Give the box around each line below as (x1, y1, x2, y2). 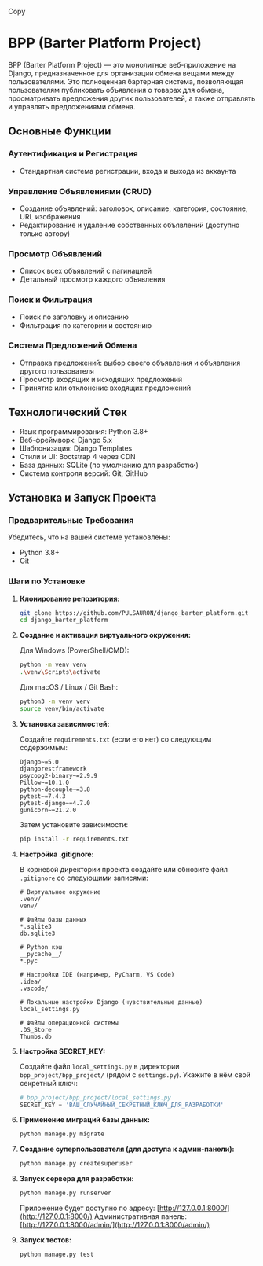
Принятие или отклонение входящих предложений (19, 383, 192, 392)
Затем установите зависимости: (19, 819, 129, 829)
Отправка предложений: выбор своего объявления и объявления (19, 358, 241, 367)
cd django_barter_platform (19, 616, 108, 624)
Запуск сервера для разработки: (19, 1174, 134, 1183)
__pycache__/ (19, 950, 63, 958)
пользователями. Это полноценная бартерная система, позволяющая (8, 76, 244, 86)
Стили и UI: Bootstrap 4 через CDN (19, 451, 136, 461)
